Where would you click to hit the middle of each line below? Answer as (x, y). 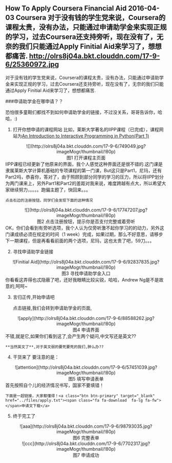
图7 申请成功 (86, 455)
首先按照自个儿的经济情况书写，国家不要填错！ (55, 385)
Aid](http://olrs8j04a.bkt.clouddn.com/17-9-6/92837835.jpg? (95, 261)
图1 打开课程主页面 (86, 157)
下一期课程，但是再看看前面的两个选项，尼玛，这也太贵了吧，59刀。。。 (80, 240)
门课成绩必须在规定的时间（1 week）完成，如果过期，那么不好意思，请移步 (84, 234)
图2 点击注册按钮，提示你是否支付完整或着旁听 (86, 221)
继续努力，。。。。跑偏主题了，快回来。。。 (50, 190)
